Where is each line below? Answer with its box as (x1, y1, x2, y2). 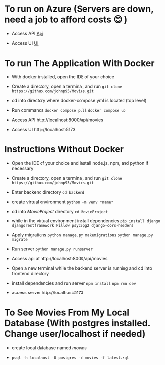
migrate (11, 237, 28, 242)
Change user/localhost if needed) (4, 328, 146, 339)
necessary (11, 165, 34, 171)
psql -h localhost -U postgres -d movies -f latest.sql (11, 355, 129, 360)
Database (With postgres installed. (4, 318, 151, 329)
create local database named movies (11, 344, 87, 351)
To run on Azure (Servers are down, (4, 3, 154, 15)
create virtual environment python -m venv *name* (11, 199, 114, 205)
